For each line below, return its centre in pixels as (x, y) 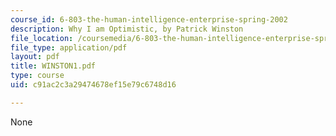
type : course (37, 76)
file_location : (42, 38)
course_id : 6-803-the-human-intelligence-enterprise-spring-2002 (149, 19)
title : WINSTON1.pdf (53, 66)
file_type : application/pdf (69, 47)
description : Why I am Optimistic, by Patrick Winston (127, 29)
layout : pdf (35, 57)
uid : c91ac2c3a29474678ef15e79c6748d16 (93, 85)
